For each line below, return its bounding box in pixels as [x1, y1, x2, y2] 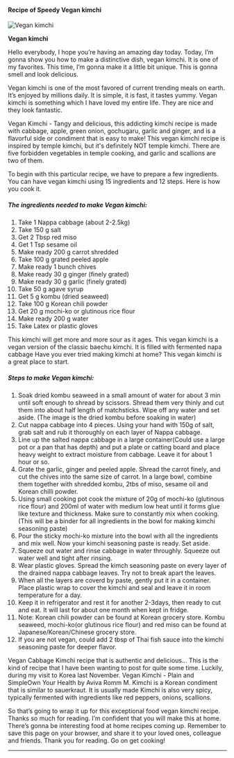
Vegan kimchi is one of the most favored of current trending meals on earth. [8, 84, 225, 92]
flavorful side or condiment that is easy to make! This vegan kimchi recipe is [8, 134, 226, 143]
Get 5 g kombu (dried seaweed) [17, 293, 110, 301]
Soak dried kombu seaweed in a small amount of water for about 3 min [17, 391, 221, 400]
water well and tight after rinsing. [17, 554, 113, 562]
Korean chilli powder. [17, 488, 78, 496]
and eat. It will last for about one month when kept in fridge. [17, 606, 190, 614]
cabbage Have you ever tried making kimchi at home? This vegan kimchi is [8, 350, 222, 359]
